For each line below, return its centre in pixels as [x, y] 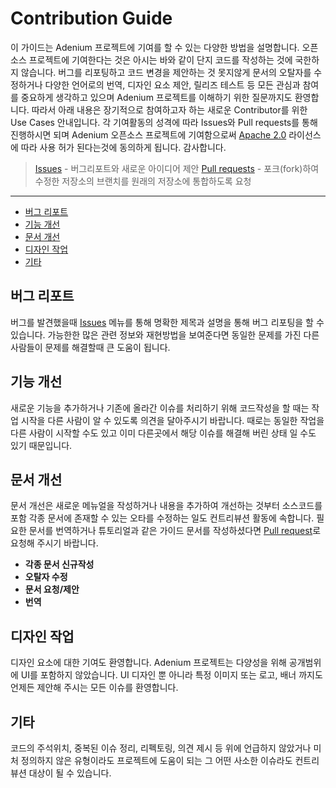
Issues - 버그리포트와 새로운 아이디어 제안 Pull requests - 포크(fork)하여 [177, 168]
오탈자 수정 [46, 577]
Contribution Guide [91, 18]
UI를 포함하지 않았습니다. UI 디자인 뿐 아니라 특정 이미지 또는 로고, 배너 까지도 [171, 675]
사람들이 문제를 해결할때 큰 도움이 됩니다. [90, 347]
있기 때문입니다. [41, 445]
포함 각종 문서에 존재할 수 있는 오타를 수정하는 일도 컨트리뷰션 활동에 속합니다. [162, 518]
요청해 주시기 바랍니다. [54, 543]
